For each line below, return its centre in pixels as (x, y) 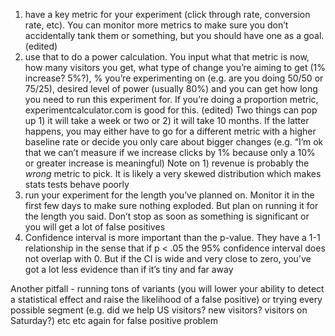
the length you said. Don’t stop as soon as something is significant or (167, 216)
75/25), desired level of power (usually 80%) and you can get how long (171, 88)
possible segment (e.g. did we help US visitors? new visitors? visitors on (159, 310)
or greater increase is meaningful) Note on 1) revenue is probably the (167, 163)
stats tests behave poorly (77, 184)
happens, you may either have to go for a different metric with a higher (170, 131)
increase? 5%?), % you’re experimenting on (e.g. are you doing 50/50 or (174, 78)
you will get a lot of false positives (95, 227)
